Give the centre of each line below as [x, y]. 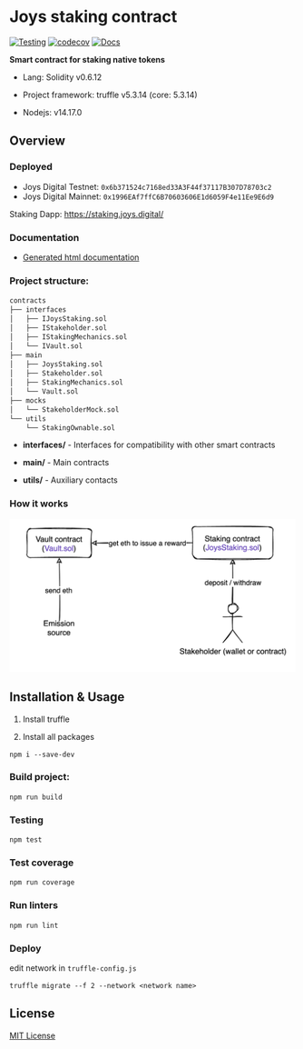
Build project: [39, 777]
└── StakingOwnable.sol [71, 428]
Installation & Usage [67, 697]
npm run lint [34, 925]
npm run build [36, 797]
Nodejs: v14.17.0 [52, 112]
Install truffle [46, 719]
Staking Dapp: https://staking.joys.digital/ [87, 214]
